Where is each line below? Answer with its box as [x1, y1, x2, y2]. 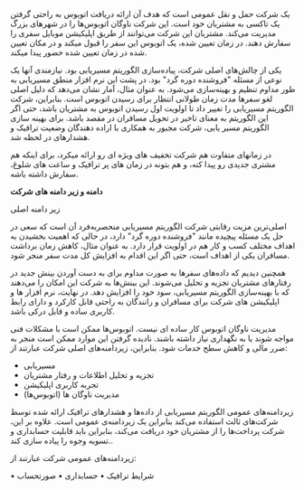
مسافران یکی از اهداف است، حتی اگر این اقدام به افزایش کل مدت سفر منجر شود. [10, 250, 290, 260]
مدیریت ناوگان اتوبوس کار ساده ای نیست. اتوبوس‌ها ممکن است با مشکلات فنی [10, 324, 277, 334]
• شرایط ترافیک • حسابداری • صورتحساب [10, 470, 155, 481]
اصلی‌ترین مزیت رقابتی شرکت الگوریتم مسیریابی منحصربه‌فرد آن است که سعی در [10, 221, 288, 231]
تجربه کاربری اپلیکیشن [23, 380, 99, 390]
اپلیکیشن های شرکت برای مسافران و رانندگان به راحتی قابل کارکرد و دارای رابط [10, 297, 280, 306]
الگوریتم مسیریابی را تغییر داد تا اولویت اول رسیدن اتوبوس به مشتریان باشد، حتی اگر [10, 103, 294, 113]
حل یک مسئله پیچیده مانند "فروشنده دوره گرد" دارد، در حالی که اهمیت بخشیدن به [10, 231, 284, 241]
